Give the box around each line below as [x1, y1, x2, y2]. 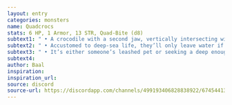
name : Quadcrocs [7, 23, 54, 30]
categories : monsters [7, 17, 70, 23]
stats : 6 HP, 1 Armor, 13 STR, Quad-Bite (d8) [7, 29, 144, 37]
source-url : [7, 87, 41, 94]
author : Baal [7, 61, 45, 68]
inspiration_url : [7, 74, 57, 82]
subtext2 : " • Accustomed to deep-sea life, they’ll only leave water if [7, 42, 224, 49]
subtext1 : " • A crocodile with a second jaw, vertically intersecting [7, 36, 217, 43]
